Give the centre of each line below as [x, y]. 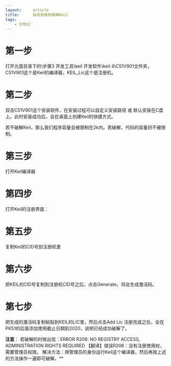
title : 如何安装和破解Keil [37, 15]
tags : [11, 19]
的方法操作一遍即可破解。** [34, 358]
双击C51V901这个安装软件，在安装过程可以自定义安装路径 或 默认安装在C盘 [84, 110]
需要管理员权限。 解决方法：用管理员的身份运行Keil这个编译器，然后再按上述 [86, 352]
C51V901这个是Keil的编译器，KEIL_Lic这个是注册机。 [61, 72]
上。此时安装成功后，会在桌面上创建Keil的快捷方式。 [60, 117]
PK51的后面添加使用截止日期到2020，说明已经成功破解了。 [68, 328]
